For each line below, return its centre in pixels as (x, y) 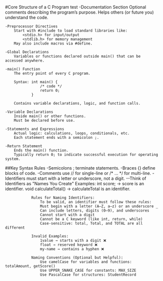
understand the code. (27, 17)
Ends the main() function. (41, 151)
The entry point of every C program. (52, 73)
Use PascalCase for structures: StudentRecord (88, 275)
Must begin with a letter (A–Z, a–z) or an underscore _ (99, 206)
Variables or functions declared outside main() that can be (77, 56)
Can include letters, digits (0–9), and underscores (95, 211)
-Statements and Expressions (35, 129)
